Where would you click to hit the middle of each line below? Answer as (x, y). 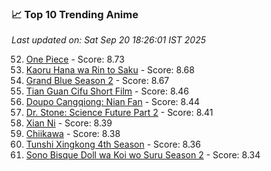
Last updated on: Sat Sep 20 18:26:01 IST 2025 (108, 40)
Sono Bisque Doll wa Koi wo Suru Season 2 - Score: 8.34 (143, 155)
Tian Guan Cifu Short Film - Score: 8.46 (107, 91)
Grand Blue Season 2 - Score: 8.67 (97, 81)
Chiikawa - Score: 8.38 (73, 134)
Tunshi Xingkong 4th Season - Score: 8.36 (113, 144)
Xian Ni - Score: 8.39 (69, 123)
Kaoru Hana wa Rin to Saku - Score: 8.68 (110, 70)
